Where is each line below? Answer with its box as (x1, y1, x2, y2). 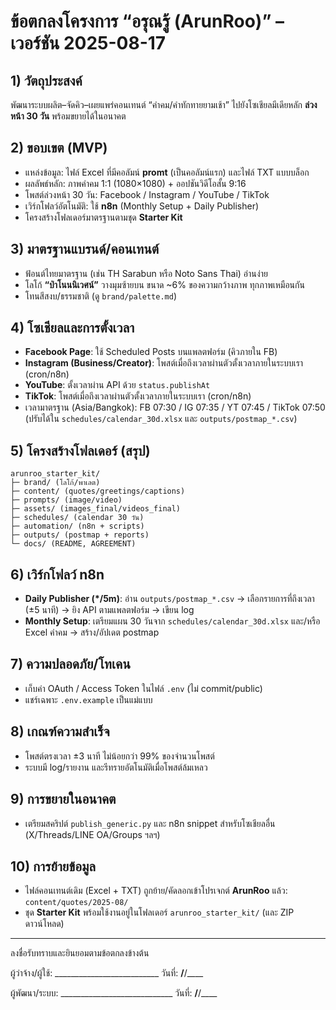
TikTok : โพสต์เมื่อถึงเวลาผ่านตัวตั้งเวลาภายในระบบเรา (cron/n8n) (24, 390, 252, 402)
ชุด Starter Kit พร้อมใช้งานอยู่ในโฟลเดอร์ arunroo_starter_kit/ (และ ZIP (24, 906, 295, 919)
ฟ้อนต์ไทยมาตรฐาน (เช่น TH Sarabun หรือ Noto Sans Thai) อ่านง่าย (24, 267, 268, 279)
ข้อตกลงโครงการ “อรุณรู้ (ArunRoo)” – (10, 10, 285, 33)
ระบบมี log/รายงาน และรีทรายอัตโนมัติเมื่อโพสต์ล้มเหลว (24, 761, 208, 773)
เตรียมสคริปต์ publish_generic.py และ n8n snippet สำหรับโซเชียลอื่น (24, 817, 276, 829)
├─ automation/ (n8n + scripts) (10, 521, 145, 532)
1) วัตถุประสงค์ (10, 72, 83, 89)
